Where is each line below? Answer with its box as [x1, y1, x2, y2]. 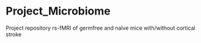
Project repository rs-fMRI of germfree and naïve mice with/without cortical [5, 24, 196, 31]
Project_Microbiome [5, 4, 111, 18]
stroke [5, 30, 22, 38]
